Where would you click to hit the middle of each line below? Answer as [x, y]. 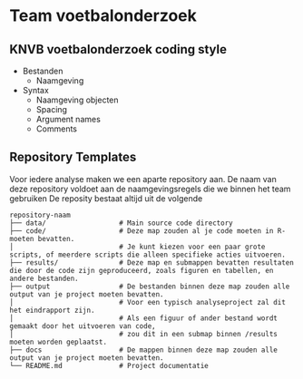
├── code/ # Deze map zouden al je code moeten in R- [147, 231]
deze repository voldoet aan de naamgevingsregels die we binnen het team [150, 189]
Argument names [68, 119]
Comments [57, 129]
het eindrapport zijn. [52, 310]
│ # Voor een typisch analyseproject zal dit [147, 302]
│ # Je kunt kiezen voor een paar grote [137, 247]
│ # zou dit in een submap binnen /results [144, 334]
